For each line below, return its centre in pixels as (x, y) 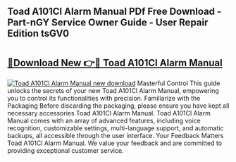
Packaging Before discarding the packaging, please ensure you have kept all (118, 106)
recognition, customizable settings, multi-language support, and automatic (116, 128)
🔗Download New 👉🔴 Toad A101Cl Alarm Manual (115, 63)
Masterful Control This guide (179, 83)
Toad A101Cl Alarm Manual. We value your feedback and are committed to (115, 143)
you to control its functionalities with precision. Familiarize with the (104, 98)
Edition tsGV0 (38, 33)
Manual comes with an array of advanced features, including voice (104, 120)
